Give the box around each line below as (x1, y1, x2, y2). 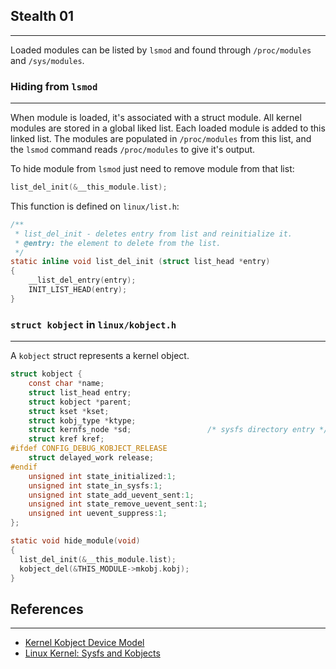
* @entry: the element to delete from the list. (14, 238, 222, 248)
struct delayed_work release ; (28, 453, 155, 463)
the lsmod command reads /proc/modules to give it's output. (10, 144, 256, 156)
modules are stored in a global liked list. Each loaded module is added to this (10, 122, 326, 134)
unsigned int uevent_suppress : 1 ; (28, 509, 168, 519)
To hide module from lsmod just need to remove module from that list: (10, 163, 295, 175)
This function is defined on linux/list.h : (10, 200, 180, 212)
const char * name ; (28, 379, 105, 389)
